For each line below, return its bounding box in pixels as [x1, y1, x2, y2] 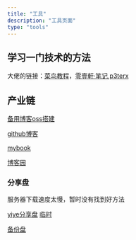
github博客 [7, 130, 39, 138]
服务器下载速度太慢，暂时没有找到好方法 [7, 195, 125, 204]
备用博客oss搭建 [7, 115, 55, 122]
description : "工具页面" [7, 17, 76, 24]
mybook [7, 144, 32, 152]
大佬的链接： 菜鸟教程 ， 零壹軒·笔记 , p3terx [7, 72, 129, 80]
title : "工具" [7, 10, 47, 18]
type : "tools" [7, 23, 49, 30]
